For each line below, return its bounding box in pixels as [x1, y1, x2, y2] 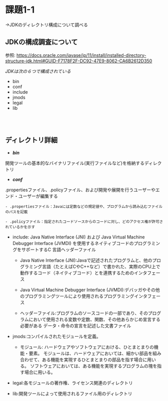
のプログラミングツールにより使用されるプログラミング [20, 293, 134, 299]
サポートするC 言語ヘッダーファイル [21, 247, 96, 253]
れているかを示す [5, 224, 35, 229]
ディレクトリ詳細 [5, 136, 58, 144]
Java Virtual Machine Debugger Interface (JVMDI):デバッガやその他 [20, 287, 160, 293]
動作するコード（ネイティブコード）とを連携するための [20, 270, 134, 276]
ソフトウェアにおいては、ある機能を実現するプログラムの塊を [30, 363, 157, 369]
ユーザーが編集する [18, 193, 58, 199]
